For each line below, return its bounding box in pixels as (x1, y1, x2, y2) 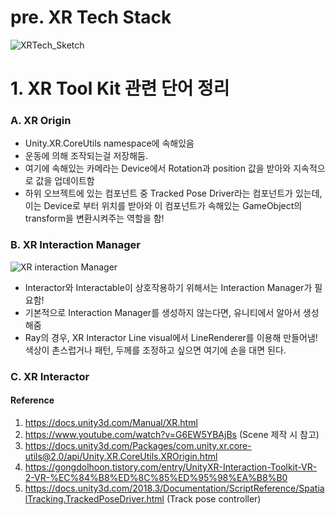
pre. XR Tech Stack (10, 6, 172, 29)
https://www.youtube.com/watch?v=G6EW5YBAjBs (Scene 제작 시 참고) (24, 428, 320, 440)
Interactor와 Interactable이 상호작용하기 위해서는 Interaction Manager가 (24, 281, 313, 293)
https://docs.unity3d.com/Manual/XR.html (24, 416, 198, 428)
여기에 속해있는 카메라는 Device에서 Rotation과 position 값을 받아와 (24, 162, 292, 175)
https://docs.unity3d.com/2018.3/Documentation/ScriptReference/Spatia (24, 482, 325, 494)
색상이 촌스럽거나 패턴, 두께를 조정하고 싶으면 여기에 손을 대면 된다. (24, 344, 287, 356)
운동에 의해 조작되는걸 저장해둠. (24, 150, 148, 162)
